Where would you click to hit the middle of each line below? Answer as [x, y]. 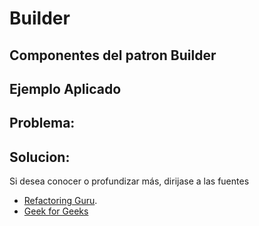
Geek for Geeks [56, 211]
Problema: [42, 123]
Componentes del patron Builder [113, 55]
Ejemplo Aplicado [65, 88]
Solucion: [40, 157]
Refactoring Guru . [60, 201]
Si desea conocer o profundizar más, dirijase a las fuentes [129, 181]
